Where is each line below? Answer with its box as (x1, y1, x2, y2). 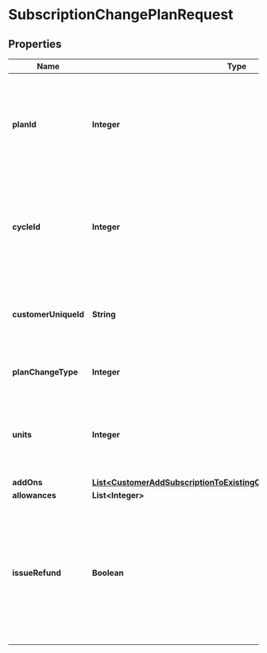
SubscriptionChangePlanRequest (8, 6, 234, 24)
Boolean (91, 567, 125, 578)
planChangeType (12, 367, 79, 377)
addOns (12, 477, 43, 488)
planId (12, 119, 37, 130)
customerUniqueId (12, 309, 85, 320)
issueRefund (12, 567, 61, 578)
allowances (12, 490, 57, 500)
